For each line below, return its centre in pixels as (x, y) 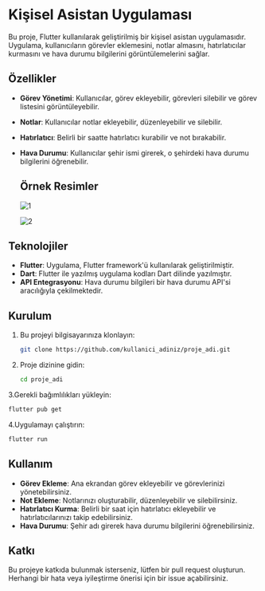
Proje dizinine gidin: (52, 365)
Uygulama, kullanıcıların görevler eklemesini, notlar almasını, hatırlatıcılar (127, 45)
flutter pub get (35, 409)
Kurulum (30, 315)
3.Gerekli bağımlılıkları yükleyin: (60, 394)
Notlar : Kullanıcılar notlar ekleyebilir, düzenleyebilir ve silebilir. (121, 122)
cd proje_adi (41, 380)
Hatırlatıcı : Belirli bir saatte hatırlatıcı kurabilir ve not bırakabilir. (123, 137)
